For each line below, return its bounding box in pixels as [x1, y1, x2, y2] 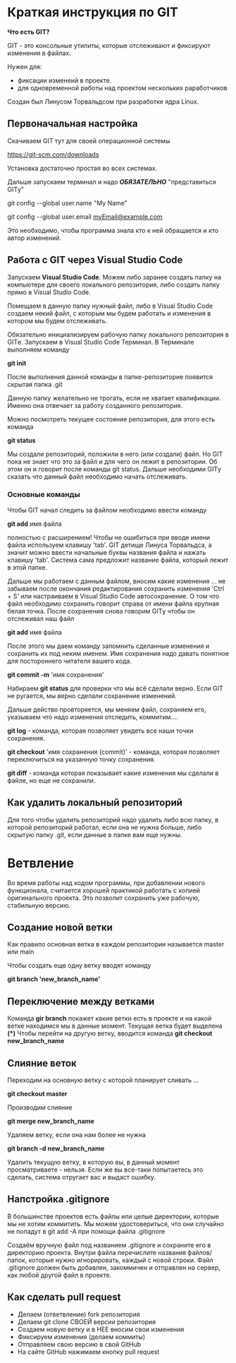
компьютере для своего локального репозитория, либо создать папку [7, 280, 220, 289]
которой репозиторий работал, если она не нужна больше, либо [7, 823, 202, 831]
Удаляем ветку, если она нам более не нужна [7, 1131, 146, 1139]
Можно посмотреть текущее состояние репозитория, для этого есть [7, 414, 216, 424]
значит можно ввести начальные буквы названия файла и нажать [7, 548, 206, 556]
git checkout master [7, 1090, 68, 1098]
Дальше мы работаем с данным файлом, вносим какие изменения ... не [7, 577, 226, 585]
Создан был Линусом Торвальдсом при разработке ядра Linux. [7, 97, 199, 106]
